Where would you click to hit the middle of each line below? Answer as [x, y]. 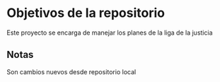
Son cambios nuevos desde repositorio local [71, 71]
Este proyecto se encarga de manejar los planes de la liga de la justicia [110, 33]
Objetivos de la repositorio [86, 13]
